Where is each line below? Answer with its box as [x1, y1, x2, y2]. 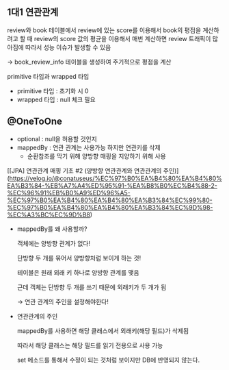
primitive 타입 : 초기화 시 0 [16, 86, 89, 95]
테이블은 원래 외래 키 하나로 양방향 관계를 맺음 [16, 268, 139, 276]
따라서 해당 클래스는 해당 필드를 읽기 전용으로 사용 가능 [16, 341, 163, 349]
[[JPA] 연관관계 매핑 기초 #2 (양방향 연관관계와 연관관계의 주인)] [7, 166, 179, 175]
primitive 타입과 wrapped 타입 [7, 72, 90, 80]
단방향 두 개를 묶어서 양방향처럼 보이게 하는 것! [16, 254, 142, 262]
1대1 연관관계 [7, 6, 59, 18]
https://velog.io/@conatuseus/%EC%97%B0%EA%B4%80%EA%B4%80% [9, 174, 222, 182]
